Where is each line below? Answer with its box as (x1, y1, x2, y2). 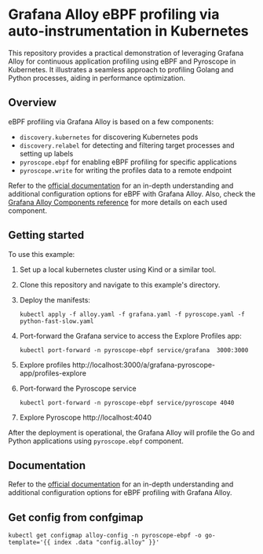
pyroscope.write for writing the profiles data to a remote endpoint (19, 165, 232, 174)
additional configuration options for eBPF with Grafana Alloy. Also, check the (8, 189, 256, 198)
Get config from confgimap (8, 511, 144, 524)
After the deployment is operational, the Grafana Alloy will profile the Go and (8, 427, 255, 437)
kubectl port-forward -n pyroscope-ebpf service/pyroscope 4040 (19, 398, 235, 406)
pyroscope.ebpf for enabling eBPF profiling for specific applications (19, 157, 237, 167)
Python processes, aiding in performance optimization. (8, 73, 186, 83)
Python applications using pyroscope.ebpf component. (8, 436, 184, 446)
